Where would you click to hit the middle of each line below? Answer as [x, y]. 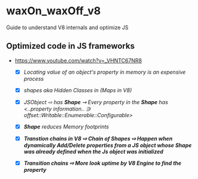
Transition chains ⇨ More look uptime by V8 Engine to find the [103, 163]
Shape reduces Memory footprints [66, 127]
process [34, 78]
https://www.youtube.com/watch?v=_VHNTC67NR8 [78, 60]
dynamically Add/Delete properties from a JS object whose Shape [108, 145]
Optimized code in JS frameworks [71, 46]
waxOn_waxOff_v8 [54, 11]
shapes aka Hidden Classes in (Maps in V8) [78, 90]
